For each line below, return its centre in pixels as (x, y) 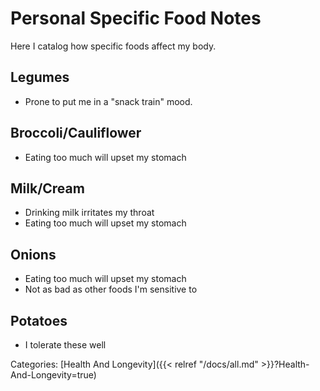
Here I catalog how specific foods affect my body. (113, 46)
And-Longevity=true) (53, 375)
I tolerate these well (65, 345)
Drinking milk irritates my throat (89, 213)
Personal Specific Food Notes (136, 18)
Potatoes (39, 320)
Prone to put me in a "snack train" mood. (108, 101)
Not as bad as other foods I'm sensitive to (111, 289)
